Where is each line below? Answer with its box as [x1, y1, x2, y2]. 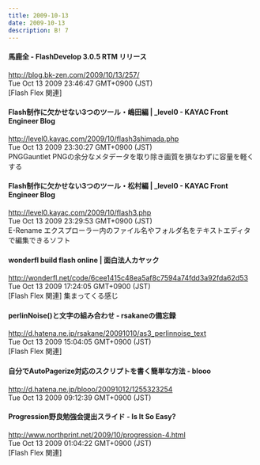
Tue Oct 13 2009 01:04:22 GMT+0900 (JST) [8, 438, 152, 448]
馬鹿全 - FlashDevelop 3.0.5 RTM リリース [8, 51, 147, 61]
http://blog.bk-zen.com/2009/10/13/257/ [8, 70, 140, 79]
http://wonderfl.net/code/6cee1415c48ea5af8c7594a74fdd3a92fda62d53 [8, 273, 249, 283]
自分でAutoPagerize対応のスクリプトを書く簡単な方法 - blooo [8, 366, 212, 375]
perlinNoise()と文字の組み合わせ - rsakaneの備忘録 [8, 311, 176, 320]
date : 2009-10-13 [8, 19, 66, 27]
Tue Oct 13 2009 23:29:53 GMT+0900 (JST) [8, 215, 153, 226]
